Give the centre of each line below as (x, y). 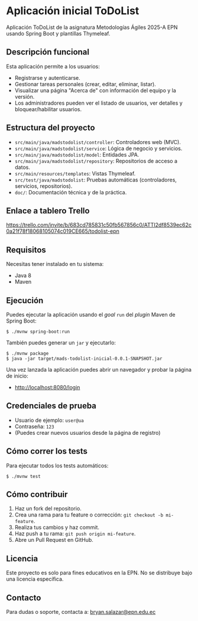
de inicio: (17, 376)
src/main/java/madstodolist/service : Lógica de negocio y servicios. (98, 148)
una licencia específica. (35, 579)
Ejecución (25, 300)
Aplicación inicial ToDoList (73, 11)
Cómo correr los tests (47, 451)
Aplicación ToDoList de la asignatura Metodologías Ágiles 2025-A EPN (92, 27)
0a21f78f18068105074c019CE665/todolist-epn (63, 231)
